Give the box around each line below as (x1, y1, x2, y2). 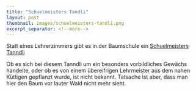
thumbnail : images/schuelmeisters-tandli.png (6, 20, 124, 26)
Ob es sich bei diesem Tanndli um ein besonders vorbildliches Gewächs (6, 61, 187, 68)
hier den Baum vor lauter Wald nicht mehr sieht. (6, 80, 126, 87)
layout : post (6, 15, 40, 21)
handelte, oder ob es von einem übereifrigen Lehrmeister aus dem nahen (6, 67, 191, 74)
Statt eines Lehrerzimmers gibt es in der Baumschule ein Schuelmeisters (6, 42, 189, 50)
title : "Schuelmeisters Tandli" (6, 8, 89, 15)
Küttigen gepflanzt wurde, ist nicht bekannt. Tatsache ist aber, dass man (6, 73, 188, 80)
